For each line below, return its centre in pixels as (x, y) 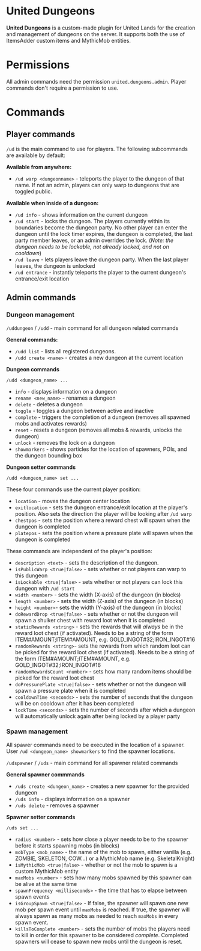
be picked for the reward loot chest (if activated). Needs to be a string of (105, 652)
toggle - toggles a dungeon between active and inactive (84, 410)
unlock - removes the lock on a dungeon (65, 442)
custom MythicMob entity (47, 871)
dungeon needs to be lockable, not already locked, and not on (92, 246)
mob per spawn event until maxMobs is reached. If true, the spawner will (102, 909)
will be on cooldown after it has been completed (74, 703)
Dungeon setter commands (41, 467)
